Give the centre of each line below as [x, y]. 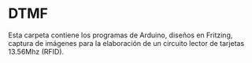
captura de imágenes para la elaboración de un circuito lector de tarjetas [126, 43]
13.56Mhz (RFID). [36, 51]
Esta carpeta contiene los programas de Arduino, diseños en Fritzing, [120, 35]
